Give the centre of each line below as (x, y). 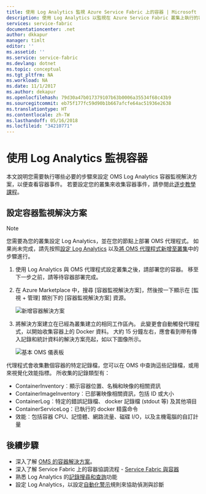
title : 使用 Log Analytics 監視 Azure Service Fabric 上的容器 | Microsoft (102, 12)
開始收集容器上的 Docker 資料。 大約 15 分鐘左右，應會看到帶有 (112, 331)
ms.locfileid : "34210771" (39, 126)
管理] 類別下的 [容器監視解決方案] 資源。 (78, 298)
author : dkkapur (27, 35)
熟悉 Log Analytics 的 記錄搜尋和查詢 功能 (66, 477)
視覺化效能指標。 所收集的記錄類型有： (61, 372)
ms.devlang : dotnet (31, 63)
